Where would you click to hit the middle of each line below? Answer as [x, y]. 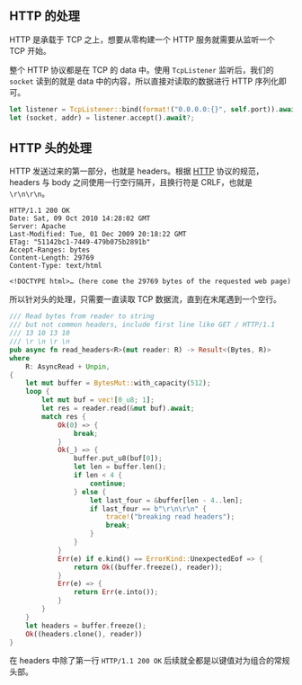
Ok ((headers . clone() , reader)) [84, 634]
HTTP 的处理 [45, 16]
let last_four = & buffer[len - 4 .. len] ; [166, 500]
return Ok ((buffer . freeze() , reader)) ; [148, 567]
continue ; [108, 484]
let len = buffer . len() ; [120, 467]
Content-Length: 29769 [52, 258]
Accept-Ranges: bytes [50, 250]
